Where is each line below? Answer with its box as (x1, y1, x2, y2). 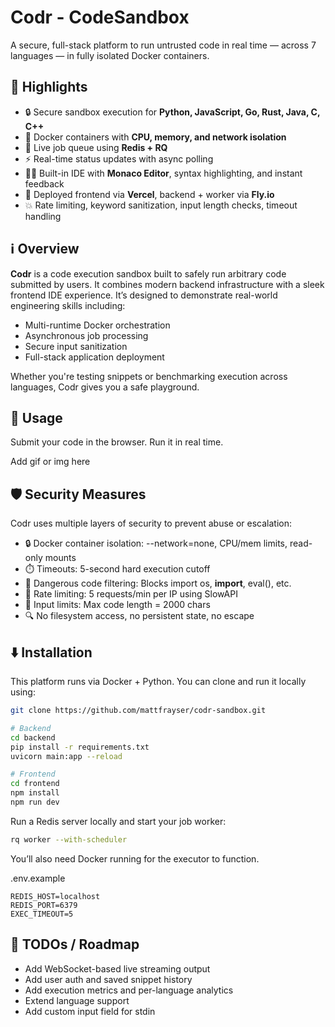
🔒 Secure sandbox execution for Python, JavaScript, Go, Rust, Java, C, (24, 106, 321, 118)
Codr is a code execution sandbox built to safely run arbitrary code (10, 267, 287, 280)
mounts (44, 552, 77, 564)
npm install (10, 788, 60, 798)
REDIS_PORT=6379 (10, 900, 78, 910)
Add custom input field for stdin (24, 1005, 156, 1017)
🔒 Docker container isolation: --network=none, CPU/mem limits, (24, 537, 288, 550)
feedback (24, 177, 65, 190)
